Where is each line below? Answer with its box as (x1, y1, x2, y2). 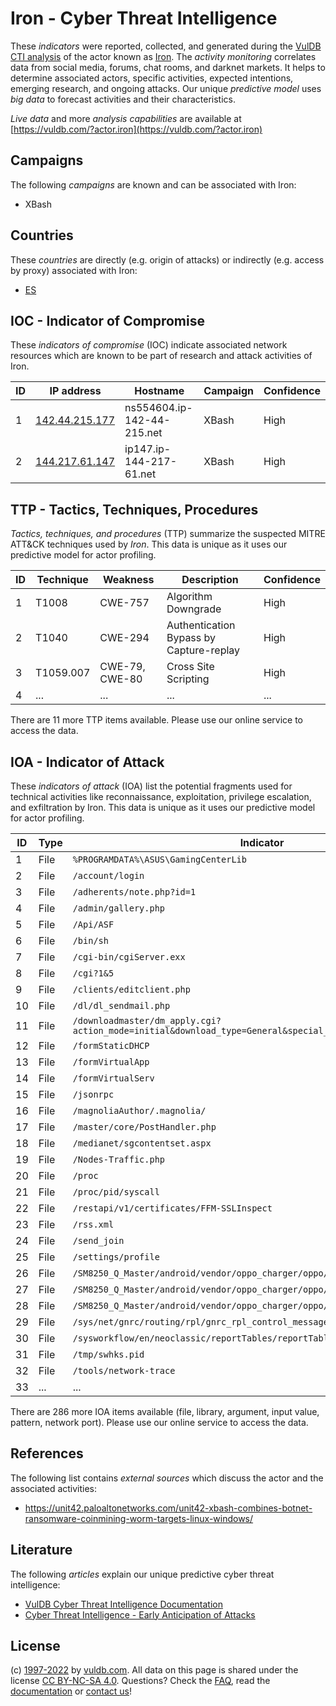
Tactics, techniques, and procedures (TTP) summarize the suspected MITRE (10, 528, 326, 540)
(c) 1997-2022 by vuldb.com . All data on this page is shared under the (10, 1664, 299, 1676)
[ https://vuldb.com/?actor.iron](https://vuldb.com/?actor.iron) (10, 123, 263, 135)
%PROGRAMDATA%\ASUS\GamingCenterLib (72, 854, 247, 865)
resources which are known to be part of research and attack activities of (10, 350, 313, 362)
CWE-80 (99, 672, 143, 686)
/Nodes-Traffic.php (72, 1154, 166, 1165)
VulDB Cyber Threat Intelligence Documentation (24, 1598, 224, 1610)
